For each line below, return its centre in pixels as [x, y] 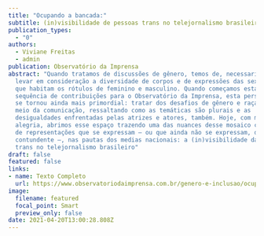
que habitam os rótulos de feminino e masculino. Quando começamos [128, 88]
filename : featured [47, 198]
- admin [28, 60]
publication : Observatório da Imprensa [73, 67]
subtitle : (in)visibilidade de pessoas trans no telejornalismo [115, 23]
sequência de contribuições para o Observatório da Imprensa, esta [128, 96]
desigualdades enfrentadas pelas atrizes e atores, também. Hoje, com [133, 118]
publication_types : [40, 30]
